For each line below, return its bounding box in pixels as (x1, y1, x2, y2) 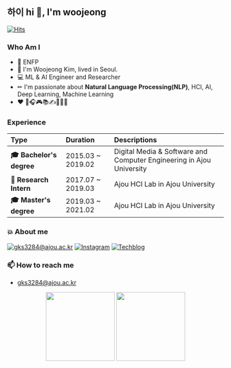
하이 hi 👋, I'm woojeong (7, 6, 107, 19)
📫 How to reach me (7, 260, 74, 270)
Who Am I (7, 42, 41, 51)
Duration (65, 135, 95, 145)
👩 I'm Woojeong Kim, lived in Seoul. (16, 65, 118, 73)
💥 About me (7, 227, 48, 237)
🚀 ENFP (16, 58, 39, 67)
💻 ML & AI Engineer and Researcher (16, 73, 121, 81)
